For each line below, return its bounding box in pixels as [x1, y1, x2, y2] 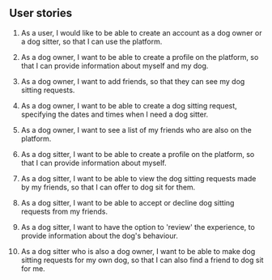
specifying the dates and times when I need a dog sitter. [20, 109, 209, 119]
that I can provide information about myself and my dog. [20, 61, 209, 70]
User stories [9, 6, 72, 20]
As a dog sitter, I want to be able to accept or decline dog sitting [20, 197, 235, 207]
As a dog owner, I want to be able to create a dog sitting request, [20, 100, 237, 110]
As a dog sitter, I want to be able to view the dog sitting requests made [20, 173, 257, 183]
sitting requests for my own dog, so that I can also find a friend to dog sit [20, 255, 264, 265]
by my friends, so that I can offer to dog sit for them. [20, 182, 196, 192]
